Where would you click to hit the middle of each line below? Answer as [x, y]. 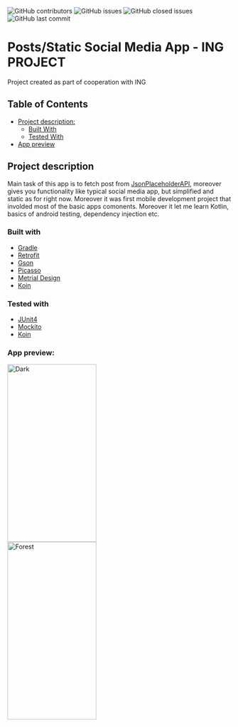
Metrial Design [39, 278]
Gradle [27, 247]
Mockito [29, 327]
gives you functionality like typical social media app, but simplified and [111, 191]
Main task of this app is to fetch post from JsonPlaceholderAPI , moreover [114, 183]
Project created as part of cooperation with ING [77, 82]
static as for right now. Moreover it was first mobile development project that [119, 198]
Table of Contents [48, 104]
